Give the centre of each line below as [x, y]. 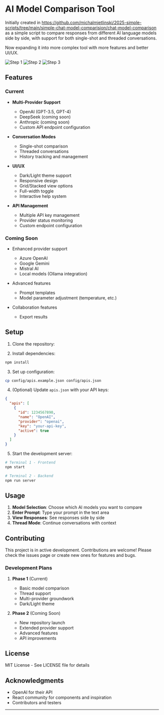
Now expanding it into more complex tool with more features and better [77, 47]
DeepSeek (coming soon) [45, 117]
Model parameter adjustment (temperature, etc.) [68, 298]
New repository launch [42, 622]
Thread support [35, 593]
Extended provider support [47, 628]
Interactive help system [43, 196]
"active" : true [33, 431]
